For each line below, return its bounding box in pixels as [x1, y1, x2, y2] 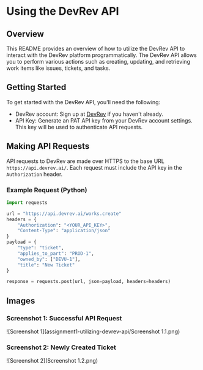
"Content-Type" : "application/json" [17, 228, 111, 234]
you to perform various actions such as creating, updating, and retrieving [6, 58, 191, 65]
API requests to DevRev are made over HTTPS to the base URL [6, 157, 165, 165]
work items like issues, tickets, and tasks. [6, 64, 111, 72]
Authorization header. [6, 170, 63, 178]
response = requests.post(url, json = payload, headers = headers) [6, 279, 171, 285]
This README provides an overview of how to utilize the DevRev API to [6, 45, 185, 52]
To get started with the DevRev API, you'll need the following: [6, 98, 161, 105]
